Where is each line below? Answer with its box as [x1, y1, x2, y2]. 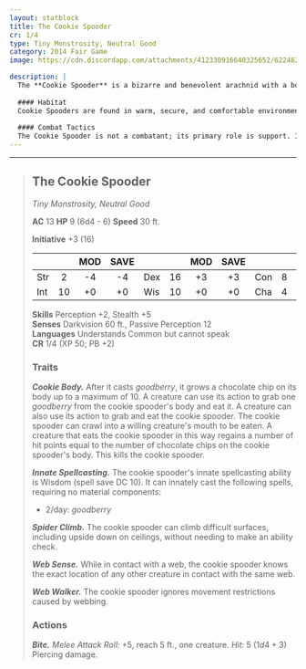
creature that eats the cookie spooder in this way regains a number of [31, 430, 294, 441]
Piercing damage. [31, 649, 98, 660]
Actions [31, 619, 68, 632]
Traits [31, 361, 59, 373]
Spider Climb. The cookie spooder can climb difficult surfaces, [31, 522, 269, 533]
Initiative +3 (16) [31, 234, 95, 245]
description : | [9, 72, 67, 82]
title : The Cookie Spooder [9, 22, 112, 31]
